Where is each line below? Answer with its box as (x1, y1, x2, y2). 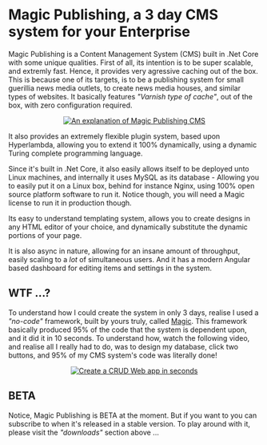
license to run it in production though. (8, 198, 132, 208)
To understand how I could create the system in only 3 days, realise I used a (8, 307, 259, 318)
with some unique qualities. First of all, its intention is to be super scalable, (8, 58, 253, 67)
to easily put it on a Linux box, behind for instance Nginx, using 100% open (8, 180, 255, 190)
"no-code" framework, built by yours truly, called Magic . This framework (8, 316, 248, 326)
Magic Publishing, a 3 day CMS (8, 6, 218, 24)
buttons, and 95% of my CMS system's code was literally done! (8, 350, 217, 360)
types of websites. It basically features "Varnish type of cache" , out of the (8, 91, 253, 101)
